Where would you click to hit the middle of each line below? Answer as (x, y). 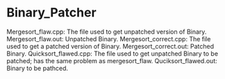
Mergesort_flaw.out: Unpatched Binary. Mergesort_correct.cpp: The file (109, 38)
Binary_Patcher (51, 13)
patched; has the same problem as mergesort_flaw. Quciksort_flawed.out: (112, 60)
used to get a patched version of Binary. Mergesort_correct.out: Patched (110, 46)
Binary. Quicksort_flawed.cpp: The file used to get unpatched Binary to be (112, 54)
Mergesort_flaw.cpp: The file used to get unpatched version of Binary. (107, 32)
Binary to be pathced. (37, 68)
